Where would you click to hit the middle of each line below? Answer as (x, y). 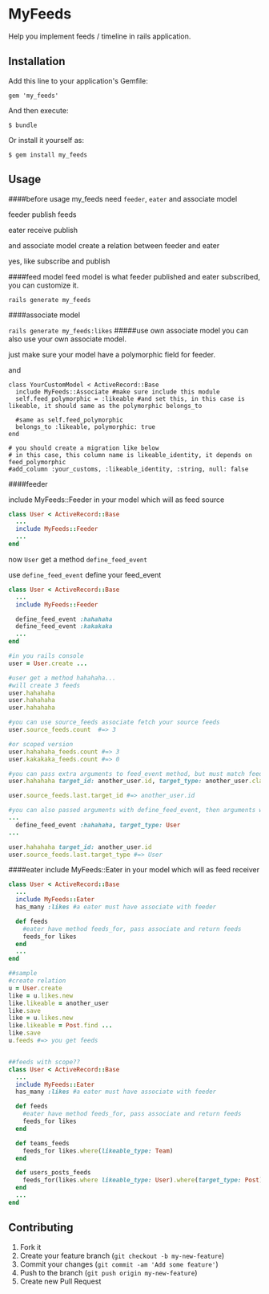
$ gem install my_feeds (48, 155)
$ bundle (23, 125)
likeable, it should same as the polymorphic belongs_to (105, 406)
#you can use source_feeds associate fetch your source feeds (114, 723)
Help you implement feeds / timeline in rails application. (100, 36)
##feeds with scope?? (44, 1062)
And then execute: (38, 110)
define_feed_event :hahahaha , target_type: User (98, 825)
